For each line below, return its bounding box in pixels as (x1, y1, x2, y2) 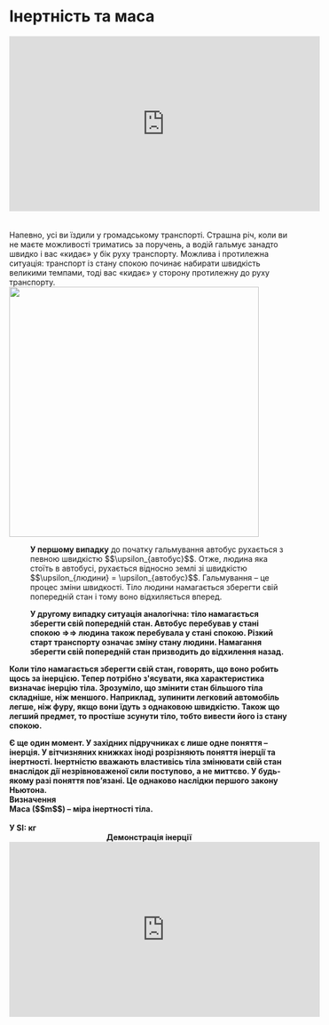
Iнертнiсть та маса (9, 6, 155, 27)
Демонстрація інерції (106, 831, 192, 842)
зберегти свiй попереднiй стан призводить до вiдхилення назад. (29, 646, 285, 657)
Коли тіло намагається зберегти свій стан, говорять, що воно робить (9, 663, 279, 674)
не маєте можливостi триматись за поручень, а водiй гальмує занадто (9, 238, 278, 250)
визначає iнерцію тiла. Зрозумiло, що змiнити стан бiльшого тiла (9, 682, 263, 693)
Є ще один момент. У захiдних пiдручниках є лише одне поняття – (9, 737, 269, 748)
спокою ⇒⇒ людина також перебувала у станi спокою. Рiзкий (29, 627, 273, 637)
